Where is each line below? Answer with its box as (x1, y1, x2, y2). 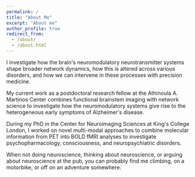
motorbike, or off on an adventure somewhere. (6, 163, 122, 171)
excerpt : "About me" (6, 20, 58, 26)
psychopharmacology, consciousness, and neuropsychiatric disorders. (6, 139, 182, 146)
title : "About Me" (6, 14, 52, 20)
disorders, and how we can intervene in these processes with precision (6, 71, 182, 79)
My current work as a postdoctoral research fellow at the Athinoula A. (6, 89, 178, 97)
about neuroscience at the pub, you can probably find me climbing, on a (6, 157, 185, 164)
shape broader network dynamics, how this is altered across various (6, 65, 176, 72)
